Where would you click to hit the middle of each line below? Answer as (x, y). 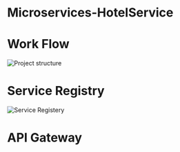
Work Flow (39, 44)
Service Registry (56, 91)
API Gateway (45, 138)
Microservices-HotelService (90, 13)
